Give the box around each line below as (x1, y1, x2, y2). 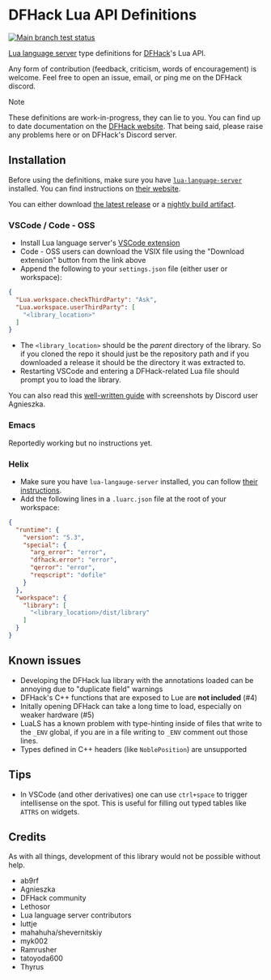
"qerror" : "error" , (29, 564, 95, 572)
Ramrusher (19, 945, 57, 955)
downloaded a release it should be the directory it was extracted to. (19, 358, 246, 367)
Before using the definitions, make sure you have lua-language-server (8, 174, 243, 184)
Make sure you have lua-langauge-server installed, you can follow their (19, 476, 259, 486)
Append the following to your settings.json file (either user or (19, 264, 228, 273)
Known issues (8, 654, 82, 668)
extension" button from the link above (19, 256, 146, 265)
